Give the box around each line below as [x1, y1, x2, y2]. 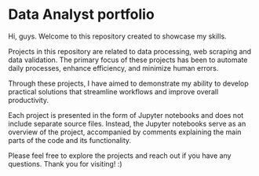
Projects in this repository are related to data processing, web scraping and [8, 46, 252, 56]
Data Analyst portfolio [8, 5, 155, 24]
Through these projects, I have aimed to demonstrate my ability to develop [8, 79, 249, 88]
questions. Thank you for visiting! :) [8, 159, 123, 168]
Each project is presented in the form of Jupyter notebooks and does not [8, 110, 244, 119]
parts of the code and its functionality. [8, 135, 132, 145]
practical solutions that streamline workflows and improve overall [8, 86, 219, 96]
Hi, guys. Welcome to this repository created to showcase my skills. [8, 31, 227, 41]
